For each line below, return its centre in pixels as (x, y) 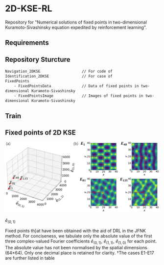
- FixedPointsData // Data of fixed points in (76, 86)
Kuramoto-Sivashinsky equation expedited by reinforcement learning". (76, 27)
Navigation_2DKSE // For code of (59, 72)
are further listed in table (30, 258)
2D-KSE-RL (29, 9)
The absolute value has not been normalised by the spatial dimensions (76, 248)
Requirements (27, 43)
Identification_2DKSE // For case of (59, 77)
